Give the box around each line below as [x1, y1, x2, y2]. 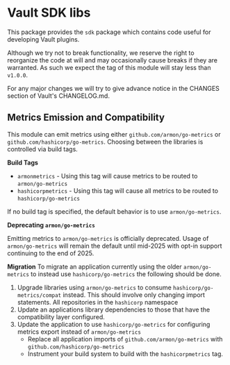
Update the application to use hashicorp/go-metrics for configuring [17, 320, 211, 328]
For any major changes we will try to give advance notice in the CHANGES [7, 84, 220, 92]
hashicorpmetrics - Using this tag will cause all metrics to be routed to [17, 186, 219, 195]
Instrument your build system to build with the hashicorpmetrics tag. [27, 349, 224, 358]
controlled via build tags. [7, 144, 78, 153]
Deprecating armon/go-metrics [7, 221, 95, 229]
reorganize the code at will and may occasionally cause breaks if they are [7, 56, 217, 64]
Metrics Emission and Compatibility [7, 112, 165, 124]
